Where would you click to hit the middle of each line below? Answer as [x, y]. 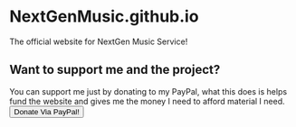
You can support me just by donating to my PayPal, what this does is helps [148, 91]
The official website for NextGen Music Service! [99, 41]
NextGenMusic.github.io [104, 17]
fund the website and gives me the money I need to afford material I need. [147, 101]
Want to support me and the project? [115, 70]
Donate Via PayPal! [47, 111]
